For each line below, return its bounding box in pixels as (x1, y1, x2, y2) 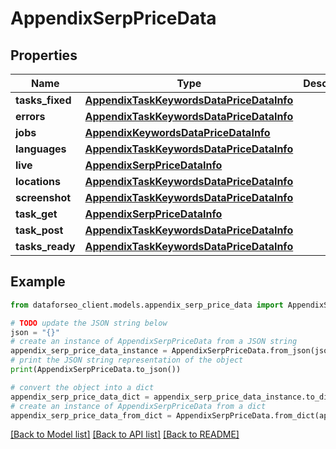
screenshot (15, 191, 72, 204)
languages (15, 142, 67, 156)
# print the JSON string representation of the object (10, 355, 244, 366)
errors (15, 110, 46, 123)
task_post (15, 223, 64, 237)
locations (15, 175, 61, 188)
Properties (10, 47, 78, 64)
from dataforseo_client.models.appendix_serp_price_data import (10, 300, 284, 310)
